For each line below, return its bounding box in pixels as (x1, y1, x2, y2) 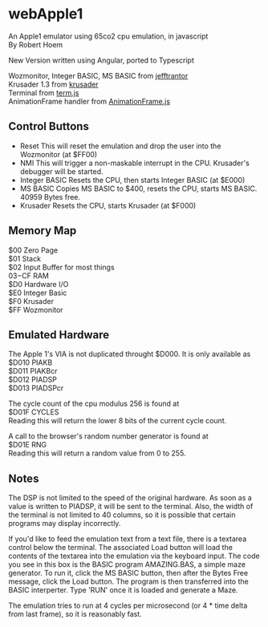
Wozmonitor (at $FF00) (19, 149, 98, 159)
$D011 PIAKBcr (8, 366, 58, 376)
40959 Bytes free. (19, 192, 81, 201)
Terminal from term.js (8, 87, 79, 97)
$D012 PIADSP (8, 374, 58, 385)
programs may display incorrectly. (8, 519, 121, 528)
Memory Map (8, 224, 77, 237)
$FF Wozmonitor (8, 305, 63, 314)
